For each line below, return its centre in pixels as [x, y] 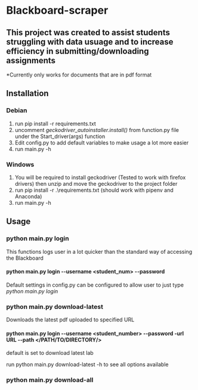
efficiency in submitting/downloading [78, 51]
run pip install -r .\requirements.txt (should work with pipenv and [94, 190]
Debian [17, 110]
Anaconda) [28, 196]
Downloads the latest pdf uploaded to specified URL [70, 320]
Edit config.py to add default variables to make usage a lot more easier [102, 142]
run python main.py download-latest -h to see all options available [87, 364]
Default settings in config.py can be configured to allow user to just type [95, 285]
